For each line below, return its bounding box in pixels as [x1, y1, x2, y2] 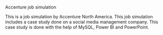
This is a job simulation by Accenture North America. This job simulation [5, 14, 153, 19]
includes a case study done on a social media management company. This [5, 19, 159, 25]
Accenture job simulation [5, 4, 56, 10]
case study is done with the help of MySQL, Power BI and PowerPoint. [5, 24, 150, 30]
